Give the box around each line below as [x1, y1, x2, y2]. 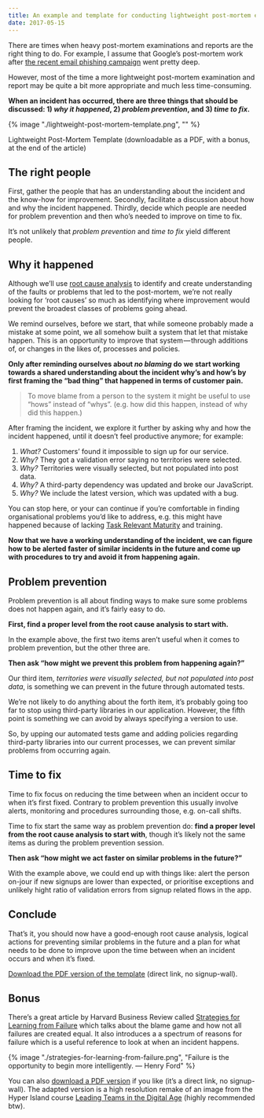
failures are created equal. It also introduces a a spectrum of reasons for [8, 1029, 243, 1039]
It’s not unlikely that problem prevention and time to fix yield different [8, 227, 231, 236]
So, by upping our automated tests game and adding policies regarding [8, 728, 238, 739]
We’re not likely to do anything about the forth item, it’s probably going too [8, 697, 248, 706]
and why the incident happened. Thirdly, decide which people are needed [8, 203, 247, 213]
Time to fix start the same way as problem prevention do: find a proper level [8, 821, 255, 830]
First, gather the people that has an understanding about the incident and [8, 186, 245, 196]
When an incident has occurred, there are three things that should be [8, 96, 238, 105]
